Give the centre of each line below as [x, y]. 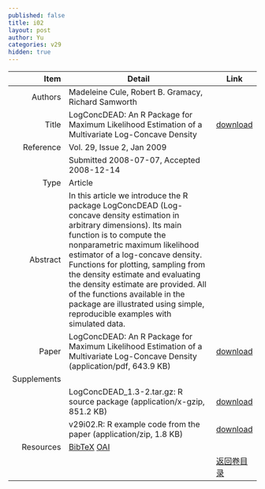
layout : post [30, 30]
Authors [46, 97]
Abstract [45, 259]
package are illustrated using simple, [136, 304]
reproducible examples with [120, 314]
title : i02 [26, 23]
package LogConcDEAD [114, 205]
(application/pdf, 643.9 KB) [119, 366]
